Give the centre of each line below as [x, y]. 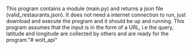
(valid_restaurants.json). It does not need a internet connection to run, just [96, 15]
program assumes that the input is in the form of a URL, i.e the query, [90, 27]
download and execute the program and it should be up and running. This [95, 21]
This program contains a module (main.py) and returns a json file [85, 9]
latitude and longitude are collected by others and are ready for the [87, 34]
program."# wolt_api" [32, 40]
